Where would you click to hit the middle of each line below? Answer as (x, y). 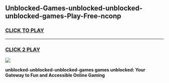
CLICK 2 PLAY (23, 49)
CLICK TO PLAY (25, 31)
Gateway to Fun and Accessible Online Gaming (55, 75)
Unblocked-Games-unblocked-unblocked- (74, 8)
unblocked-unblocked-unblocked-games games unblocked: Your (75, 69)
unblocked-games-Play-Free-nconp (63, 16)
